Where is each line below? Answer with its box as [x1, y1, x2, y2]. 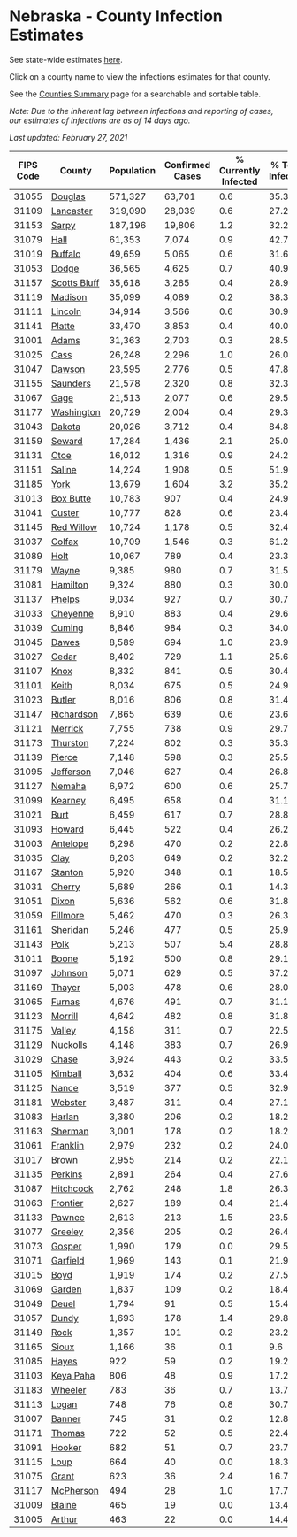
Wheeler [50, 1383, 87, 1395]
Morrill [50, 1010, 78, 1022]
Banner [50, 1412, 81, 1425]
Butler [50, 693, 77, 705]
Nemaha [50, 780, 87, 792]
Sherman [50, 1125, 89, 1137]
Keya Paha [50, 1369, 95, 1381]
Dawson [50, 363, 86, 375]
